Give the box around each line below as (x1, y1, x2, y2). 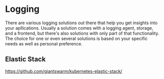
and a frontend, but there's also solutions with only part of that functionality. (5, 30, 160, 36)
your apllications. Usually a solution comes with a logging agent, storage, (5, 25, 154, 31)
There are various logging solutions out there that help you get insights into (5, 20, 158, 26)
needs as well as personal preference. (5, 40, 83, 46)
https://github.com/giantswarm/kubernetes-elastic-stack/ (5, 68, 122, 74)
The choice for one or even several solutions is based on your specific (5, 36, 148, 41)
